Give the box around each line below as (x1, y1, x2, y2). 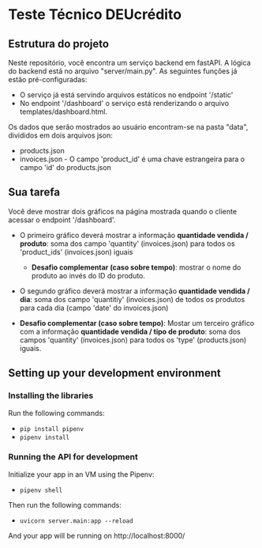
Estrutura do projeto (8, 37, 109, 51)
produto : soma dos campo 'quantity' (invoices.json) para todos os (19, 239, 235, 248)
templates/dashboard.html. (19, 107, 108, 116)
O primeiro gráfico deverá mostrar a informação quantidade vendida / (19, 230, 249, 240)
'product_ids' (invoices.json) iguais (19, 247, 133, 256)
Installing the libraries (8, 390, 94, 401)
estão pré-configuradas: (8, 75, 88, 84)
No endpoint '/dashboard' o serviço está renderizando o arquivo (19, 99, 230, 108)
